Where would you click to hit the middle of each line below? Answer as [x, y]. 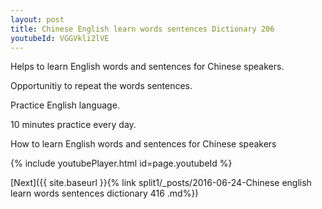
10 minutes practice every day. [73, 125]
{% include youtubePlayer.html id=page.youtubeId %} [121, 163]
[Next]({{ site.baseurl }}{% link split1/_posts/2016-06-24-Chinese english [161, 183]
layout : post [37, 19]
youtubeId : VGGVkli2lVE [60, 38]
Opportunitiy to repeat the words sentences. [101, 86]
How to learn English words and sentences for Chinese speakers [143, 144]
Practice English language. [65, 105]
